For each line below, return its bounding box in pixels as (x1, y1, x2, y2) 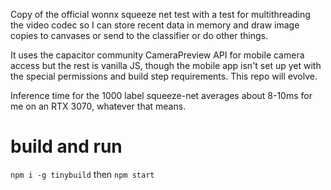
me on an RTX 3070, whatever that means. (10, 100, 187, 112)
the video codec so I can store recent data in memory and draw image (10, 19, 300, 31)
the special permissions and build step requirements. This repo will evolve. (10, 70, 318, 82)
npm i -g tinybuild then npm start (10, 168, 155, 180)
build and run (10, 135, 123, 158)
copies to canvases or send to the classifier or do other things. (10, 30, 268, 41)
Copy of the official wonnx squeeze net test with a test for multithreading (10, 9, 311, 20)
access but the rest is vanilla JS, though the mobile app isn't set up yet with (10, 60, 322, 71)
